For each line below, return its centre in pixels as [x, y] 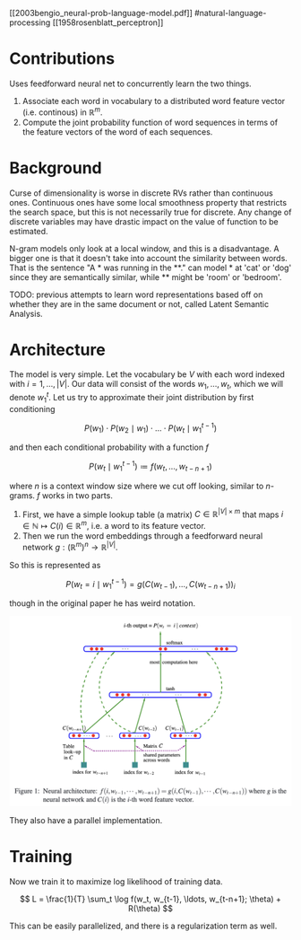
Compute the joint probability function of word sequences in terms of [150, 122]
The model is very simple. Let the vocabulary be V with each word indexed [147, 374]
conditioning [32, 409]
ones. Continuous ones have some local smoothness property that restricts [148, 202]
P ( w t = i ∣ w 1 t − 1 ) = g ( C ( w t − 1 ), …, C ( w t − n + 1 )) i [150, 584]
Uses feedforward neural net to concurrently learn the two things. [131, 83]
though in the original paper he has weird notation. [103, 603]
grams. [22, 495]
